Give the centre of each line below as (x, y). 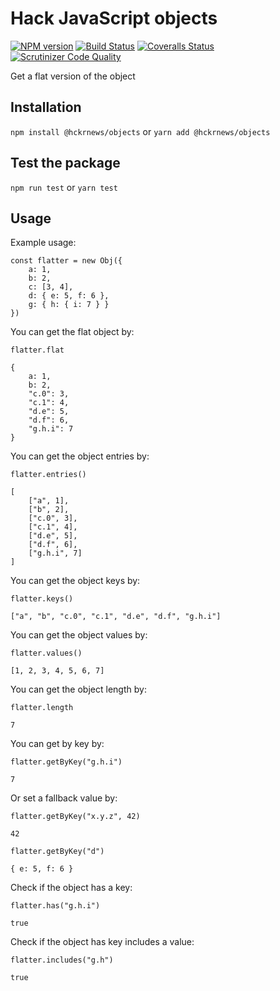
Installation (46, 107)
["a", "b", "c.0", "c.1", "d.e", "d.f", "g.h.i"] (116, 617)
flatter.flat (37, 350)
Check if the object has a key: (71, 888)
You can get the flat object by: (72, 332)
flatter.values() (46, 653)
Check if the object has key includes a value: (102, 942)
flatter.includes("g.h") (62, 960)
